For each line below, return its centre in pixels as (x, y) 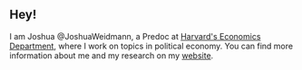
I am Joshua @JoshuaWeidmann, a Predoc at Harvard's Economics (135, 36)
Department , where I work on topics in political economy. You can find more (151, 46)
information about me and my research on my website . (112, 55)
